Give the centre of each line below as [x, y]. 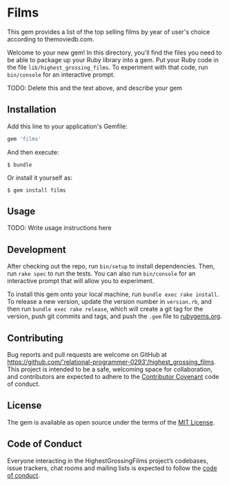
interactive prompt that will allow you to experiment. [81, 281]
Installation [32, 109]
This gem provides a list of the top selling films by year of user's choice [109, 32]
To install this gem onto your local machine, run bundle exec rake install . [113, 294]
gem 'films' [24, 139]
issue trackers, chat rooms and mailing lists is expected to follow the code [112, 468]
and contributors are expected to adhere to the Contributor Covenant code [113, 377]
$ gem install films [37, 190]
